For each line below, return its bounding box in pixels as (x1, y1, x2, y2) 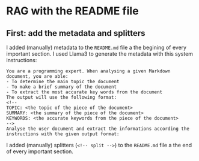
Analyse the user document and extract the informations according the (6, 126, 189, 132)
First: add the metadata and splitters (6, 28, 145, 38)
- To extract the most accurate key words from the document (6, 89, 163, 95)
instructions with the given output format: (6, 131, 120, 137)
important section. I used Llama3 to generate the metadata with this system (6, 50, 194, 57)
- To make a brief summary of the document (6, 84, 117, 90)
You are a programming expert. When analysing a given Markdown (6, 68, 171, 74)
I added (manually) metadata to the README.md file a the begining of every (6, 44, 187, 51)
